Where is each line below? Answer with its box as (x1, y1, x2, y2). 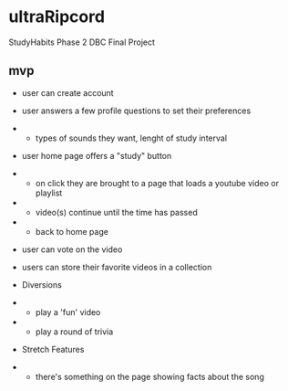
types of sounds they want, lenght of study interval (35, 132, 228, 143)
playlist (35, 187, 63, 198)
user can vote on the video (21, 244, 123, 255)
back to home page (35, 226, 108, 237)
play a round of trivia (35, 326, 114, 337)
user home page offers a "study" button (21, 150, 172, 161)
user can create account (21, 87, 115, 98)
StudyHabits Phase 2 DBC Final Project (8, 37, 156, 48)
